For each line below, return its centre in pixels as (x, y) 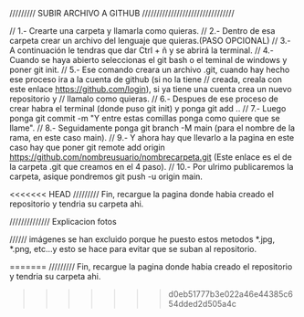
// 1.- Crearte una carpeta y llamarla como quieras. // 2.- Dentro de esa (142, 31)
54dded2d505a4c (203, 304)
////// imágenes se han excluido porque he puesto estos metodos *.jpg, (142, 239)
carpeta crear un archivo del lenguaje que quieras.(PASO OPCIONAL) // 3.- (150, 41)
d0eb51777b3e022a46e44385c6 (231, 294)
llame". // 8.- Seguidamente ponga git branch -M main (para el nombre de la (152, 128)
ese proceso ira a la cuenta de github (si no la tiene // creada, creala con (146, 79)
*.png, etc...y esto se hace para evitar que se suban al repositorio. (133, 249)
